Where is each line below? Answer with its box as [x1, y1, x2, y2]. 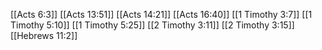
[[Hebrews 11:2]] [10, 30, 78, 41]
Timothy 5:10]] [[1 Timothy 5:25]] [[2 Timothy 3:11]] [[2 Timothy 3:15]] [10, 19, 295, 31]
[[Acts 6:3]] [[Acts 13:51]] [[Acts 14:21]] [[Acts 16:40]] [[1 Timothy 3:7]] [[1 [10, 9, 313, 20]
